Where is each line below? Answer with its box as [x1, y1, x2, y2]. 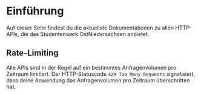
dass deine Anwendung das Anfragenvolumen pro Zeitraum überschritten [6, 76, 190, 84]
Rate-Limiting [6, 48, 59, 58]
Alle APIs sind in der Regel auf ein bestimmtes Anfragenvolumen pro [6, 64, 177, 71]
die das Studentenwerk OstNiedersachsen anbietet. [20, 30, 150, 37]
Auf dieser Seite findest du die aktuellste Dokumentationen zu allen [6, 24, 174, 31]
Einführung [6, 4, 64, 18]
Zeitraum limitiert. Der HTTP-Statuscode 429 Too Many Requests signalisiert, [6, 70, 196, 78]
